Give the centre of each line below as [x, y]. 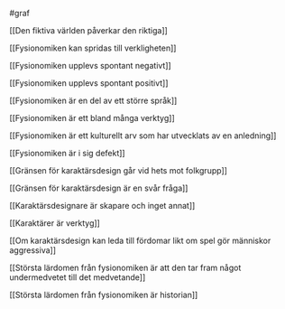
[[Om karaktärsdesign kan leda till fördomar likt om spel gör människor [140, 240]
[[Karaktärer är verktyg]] [55, 223]
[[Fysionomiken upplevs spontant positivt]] [89, 83]
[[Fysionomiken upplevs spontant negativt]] [90, 66]
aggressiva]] [33, 250]
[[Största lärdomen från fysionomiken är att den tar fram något [125, 267]
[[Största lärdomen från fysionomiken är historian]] [104, 295]
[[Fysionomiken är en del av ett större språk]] [93, 100]
